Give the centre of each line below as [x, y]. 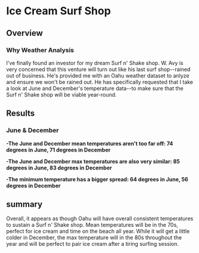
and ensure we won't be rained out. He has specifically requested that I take [100, 82]
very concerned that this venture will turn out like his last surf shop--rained [98, 69]
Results [21, 114]
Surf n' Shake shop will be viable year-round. [62, 94]
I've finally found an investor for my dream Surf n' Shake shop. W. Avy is [95, 63]
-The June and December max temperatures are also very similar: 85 [93, 161]
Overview [25, 33]
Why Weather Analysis [40, 50]
